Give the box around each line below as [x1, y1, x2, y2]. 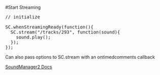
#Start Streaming [5, 5, 41, 10]
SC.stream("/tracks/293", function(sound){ [10, 29, 121, 35]
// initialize [5, 14, 41, 20]
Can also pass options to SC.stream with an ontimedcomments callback [5, 54, 155, 60]
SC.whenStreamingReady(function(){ [5, 24, 94, 30]
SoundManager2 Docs [5, 64, 52, 70]
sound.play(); [16, 34, 51, 40]
